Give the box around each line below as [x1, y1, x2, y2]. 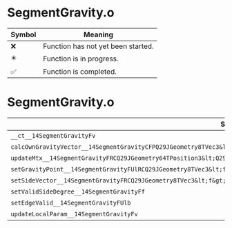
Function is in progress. [42, 54, 119, 63]
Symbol [10, 30, 37, 39]
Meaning [84, 30, 114, 39]
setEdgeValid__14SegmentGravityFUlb [10, 198, 131, 207]
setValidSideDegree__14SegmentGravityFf [10, 187, 145, 196]
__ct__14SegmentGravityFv [10, 132, 96, 139]
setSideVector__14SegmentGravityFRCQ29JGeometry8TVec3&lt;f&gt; [10, 176, 226, 184]
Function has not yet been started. [42, 41, 154, 51]
